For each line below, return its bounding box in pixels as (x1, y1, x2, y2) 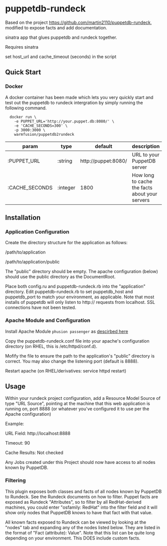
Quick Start (5, 68, 41, 77)
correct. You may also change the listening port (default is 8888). (5, 358, 139, 364)
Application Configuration (5, 228, 70, 235)
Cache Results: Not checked (5, 450, 64, 455)
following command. (5, 105, 47, 111)
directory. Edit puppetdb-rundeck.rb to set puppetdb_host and (5, 289, 133, 295)
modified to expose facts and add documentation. (5, 24, 107, 30)
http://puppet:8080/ (80, 157, 128, 164)
